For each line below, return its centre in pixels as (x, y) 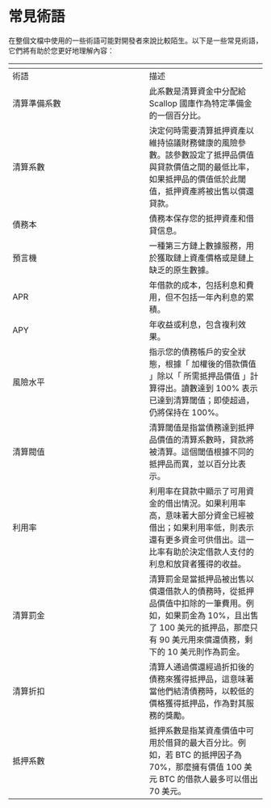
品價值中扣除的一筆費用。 (198, 603)
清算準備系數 (37, 103)
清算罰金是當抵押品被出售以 (202, 579)
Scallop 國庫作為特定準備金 (200, 103)
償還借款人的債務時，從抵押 (202, 591)
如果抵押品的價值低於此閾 (198, 179)
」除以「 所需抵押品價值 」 (200, 376)
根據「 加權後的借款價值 (211, 364)
